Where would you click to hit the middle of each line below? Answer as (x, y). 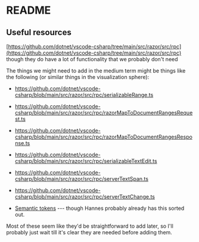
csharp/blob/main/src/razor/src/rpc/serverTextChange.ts (85, 197)
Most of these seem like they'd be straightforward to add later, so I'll (90, 226)
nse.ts (22, 143)
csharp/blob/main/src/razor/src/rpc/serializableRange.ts (84, 95)
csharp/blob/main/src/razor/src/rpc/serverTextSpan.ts (82, 179)
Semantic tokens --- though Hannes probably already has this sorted (99, 208)
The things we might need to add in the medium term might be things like (96, 71)
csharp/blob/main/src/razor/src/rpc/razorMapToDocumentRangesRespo (103, 137)
